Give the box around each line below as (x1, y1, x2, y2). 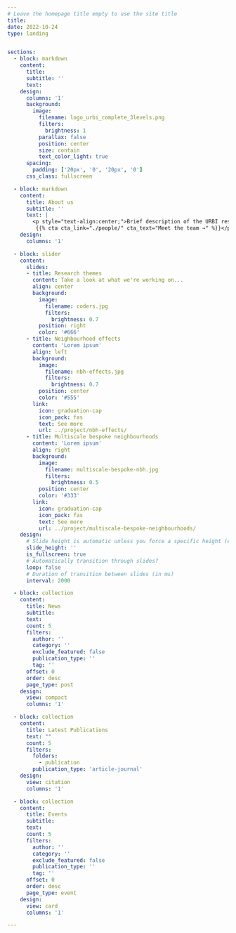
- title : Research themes (25, 270, 102, 278)
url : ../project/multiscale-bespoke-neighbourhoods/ (38, 525, 197, 532)
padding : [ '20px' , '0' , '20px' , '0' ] (32, 167, 143, 174)
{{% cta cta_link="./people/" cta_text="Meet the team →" (35, 225, 209, 232)
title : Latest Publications (25, 726, 109, 733)
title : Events (25, 811, 68, 818)
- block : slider (13, 250, 61, 257)
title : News (25, 603, 61, 610)
